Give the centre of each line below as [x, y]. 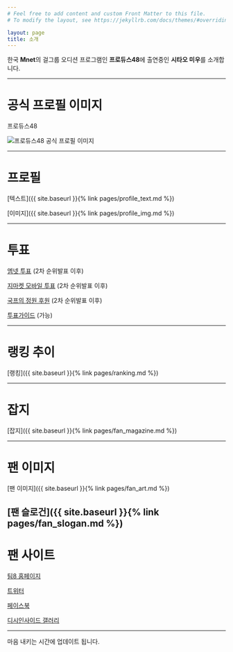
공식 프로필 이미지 [55, 106]
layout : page [26, 33]
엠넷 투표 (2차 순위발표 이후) [46, 271]
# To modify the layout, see [49, 20]
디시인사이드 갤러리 [33, 620]
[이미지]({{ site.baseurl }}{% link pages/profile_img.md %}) [91, 213]
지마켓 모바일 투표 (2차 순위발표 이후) [58, 286]
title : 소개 [23, 39]
